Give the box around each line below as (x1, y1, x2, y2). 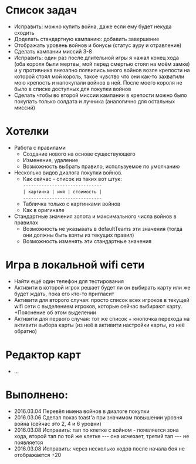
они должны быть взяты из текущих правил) (22, 231, 134, 238)
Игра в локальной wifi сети (5, 258, 145, 272)
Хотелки (5, 125, 49, 138)
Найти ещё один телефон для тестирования (13, 277, 124, 285)
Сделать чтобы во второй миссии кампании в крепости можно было (13, 92, 187, 99)
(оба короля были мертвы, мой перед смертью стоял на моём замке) (13, 60, 190, 68)
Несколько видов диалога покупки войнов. (13, 169, 123, 176)
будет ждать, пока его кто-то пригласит (13, 290, 115, 297)
